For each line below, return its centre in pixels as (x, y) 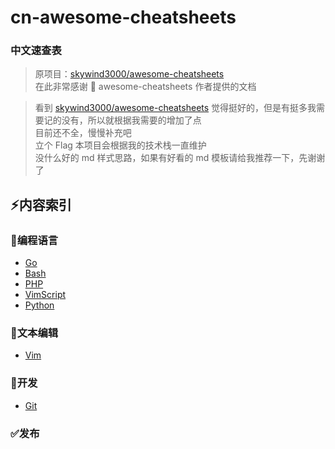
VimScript (45, 295)
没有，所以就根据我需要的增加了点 (131, 120)
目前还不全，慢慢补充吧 (83, 133)
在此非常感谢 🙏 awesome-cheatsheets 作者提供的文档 (145, 87)
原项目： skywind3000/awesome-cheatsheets (129, 74)
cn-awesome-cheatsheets (123, 17)
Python (39, 305)
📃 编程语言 (34, 240)
